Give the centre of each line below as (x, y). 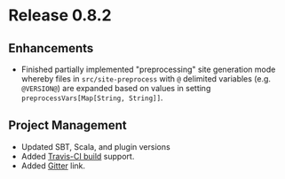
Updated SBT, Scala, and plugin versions (95, 146)
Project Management (67, 125)
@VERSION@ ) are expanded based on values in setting (116, 88)
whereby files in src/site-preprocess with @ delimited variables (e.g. (146, 79)
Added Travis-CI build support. (78, 156)
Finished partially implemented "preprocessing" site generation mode (148, 69)
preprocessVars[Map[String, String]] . (92, 97)
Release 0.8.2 (60, 16)
